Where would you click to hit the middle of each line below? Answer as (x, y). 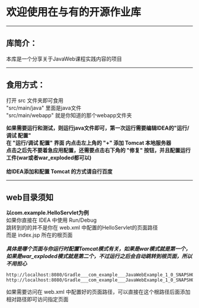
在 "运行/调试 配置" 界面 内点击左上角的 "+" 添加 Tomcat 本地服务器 (89, 143)
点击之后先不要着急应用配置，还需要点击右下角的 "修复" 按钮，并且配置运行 (99, 150)
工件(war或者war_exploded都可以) (49, 158)
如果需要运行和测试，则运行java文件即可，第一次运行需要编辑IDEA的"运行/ (98, 128)
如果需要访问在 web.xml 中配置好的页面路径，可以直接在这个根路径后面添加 (98, 292)
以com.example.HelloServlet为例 (48, 213)
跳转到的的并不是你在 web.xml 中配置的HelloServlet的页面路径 (82, 228)
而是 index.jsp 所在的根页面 (39, 235)
